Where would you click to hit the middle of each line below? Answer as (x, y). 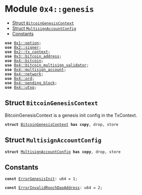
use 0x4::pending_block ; (31, 83)
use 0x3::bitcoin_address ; (33, 56)
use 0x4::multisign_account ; (35, 70)
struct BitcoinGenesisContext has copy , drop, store (62, 124)
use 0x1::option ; (23, 43)
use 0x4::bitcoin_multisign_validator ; (47, 65)
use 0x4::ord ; (20, 78)
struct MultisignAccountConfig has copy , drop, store (63, 152)
